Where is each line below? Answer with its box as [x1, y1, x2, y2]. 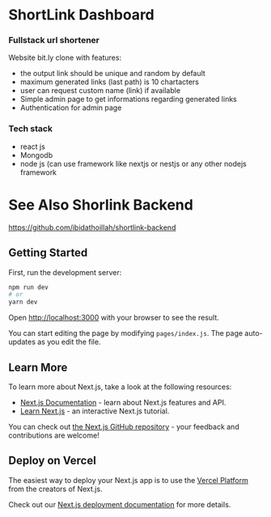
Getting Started [8, 246, 88, 260]
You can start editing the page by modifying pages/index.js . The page [8, 328, 243, 338]
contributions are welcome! [8, 430, 100, 440]
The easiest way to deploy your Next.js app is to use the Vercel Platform [8, 475, 249, 485]
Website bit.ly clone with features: [8, 53, 122, 62]
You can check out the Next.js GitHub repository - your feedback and [8, 422, 240, 431]
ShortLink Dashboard [8, 6, 155, 24]
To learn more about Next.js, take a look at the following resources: [8, 382, 232, 392]
